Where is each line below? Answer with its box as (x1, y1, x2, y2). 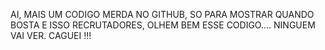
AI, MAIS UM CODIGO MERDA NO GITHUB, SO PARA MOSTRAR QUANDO (10, 9, 315, 20)
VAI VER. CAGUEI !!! (10, 30, 92, 41)
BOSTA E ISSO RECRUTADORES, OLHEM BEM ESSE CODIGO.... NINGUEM (10, 19, 316, 31)
